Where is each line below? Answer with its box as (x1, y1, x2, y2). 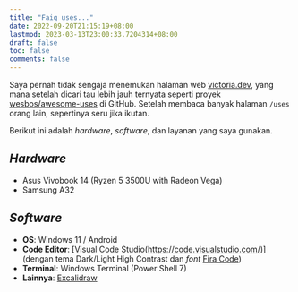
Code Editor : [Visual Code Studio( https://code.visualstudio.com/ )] (21, 244, 267, 254)
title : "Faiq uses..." (9, 13, 94, 22)
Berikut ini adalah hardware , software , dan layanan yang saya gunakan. (9, 125, 273, 135)
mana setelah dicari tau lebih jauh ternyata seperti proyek (9, 89, 221, 99)
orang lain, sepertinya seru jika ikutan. (9, 108, 150, 118)
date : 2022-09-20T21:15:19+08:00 (9, 21, 134, 30)
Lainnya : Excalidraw (21, 272, 98, 283)
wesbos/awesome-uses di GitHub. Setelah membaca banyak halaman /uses (9, 99, 290, 108)
